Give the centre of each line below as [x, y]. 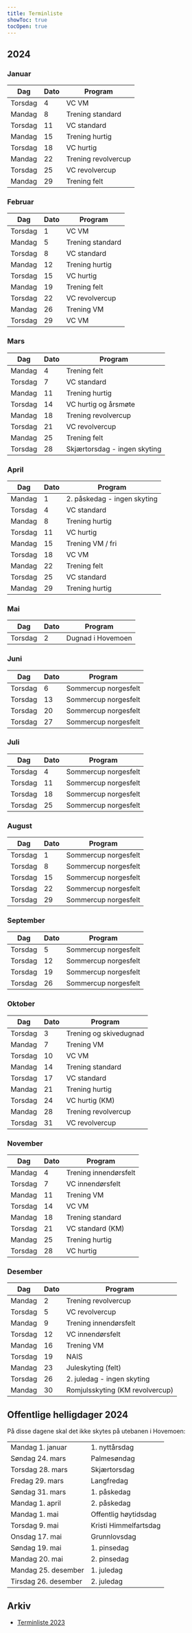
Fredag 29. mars [37, 1481]
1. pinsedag [110, 1548]
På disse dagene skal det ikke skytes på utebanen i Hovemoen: [96, 1432]
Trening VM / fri [92, 543]
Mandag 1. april [36, 1503]
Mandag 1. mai [35, 1515]
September [26, 921]
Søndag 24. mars [38, 1458]
